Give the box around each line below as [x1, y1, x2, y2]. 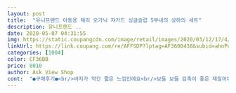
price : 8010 [7, 62, 42, 69]
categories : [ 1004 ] [7, 50, 65, 57]
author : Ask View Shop [7, 69, 74, 76]
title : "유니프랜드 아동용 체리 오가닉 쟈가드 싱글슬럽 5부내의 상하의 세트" [7, 17, 202, 24]
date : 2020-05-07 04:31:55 [7, 29, 86, 37]
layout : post [7, 10, 46, 17]
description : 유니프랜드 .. [7, 23, 82, 30]
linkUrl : [7, 43, 33, 50]
